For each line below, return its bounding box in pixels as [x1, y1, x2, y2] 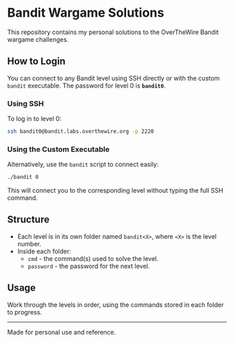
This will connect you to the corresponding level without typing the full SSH [7, 186, 224, 195]
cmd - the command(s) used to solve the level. [27, 254, 159, 262]
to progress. [7, 308, 42, 316]
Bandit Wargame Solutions [7, 5, 165, 21]
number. [17, 239, 42, 248]
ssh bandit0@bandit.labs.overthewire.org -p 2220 [7, 128, 155, 135]
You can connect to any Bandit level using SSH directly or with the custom [7, 74, 220, 82]
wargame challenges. [7, 35, 69, 43]
